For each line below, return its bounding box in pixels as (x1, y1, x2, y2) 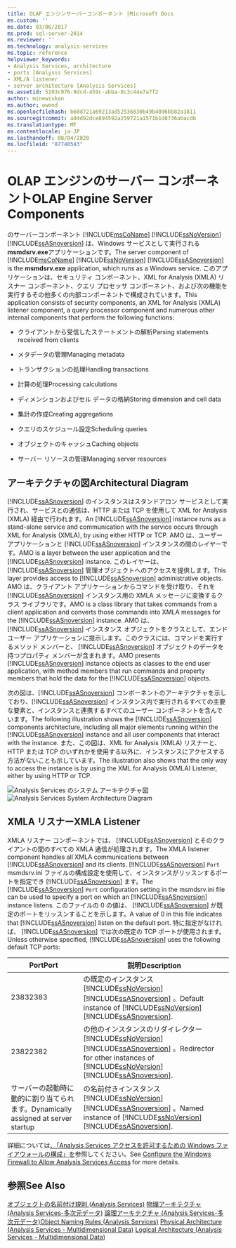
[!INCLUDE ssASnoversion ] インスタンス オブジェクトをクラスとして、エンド (7, 624, 228, 633)
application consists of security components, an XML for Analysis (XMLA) (7, 298, 221, 307)
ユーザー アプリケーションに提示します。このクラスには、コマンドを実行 (7, 633, 218, 642)
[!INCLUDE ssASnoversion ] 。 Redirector (83, 1044, 214, 1053)
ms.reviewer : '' (7, 37, 55, 44)
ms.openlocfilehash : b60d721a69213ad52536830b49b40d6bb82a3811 (7, 108, 197, 115)
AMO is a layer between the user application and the (18, 549, 171, 557)
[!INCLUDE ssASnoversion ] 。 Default (83, 993, 204, 1003)
